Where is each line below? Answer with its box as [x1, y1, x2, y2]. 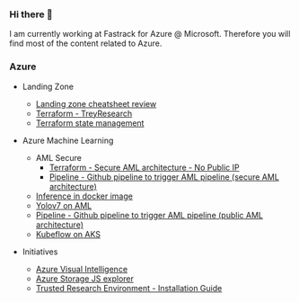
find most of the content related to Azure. [9, 38, 163, 49]
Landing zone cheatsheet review [35, 98, 157, 109]
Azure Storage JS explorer [35, 273, 135, 284]
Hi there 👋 [9, 8, 54, 21]
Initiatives [22, 246, 58, 257]
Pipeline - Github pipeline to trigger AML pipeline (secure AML [48, 171, 280, 182]
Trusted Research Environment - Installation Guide [35, 282, 223, 293]
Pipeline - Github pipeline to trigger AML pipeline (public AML [35, 209, 263, 220]
